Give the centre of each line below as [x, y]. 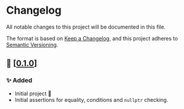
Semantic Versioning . [32, 45]
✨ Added [19, 80]
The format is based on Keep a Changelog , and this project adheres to [92, 38]
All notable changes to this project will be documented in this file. [86, 27]
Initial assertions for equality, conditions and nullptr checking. [91, 99]
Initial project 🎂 [33, 94]
